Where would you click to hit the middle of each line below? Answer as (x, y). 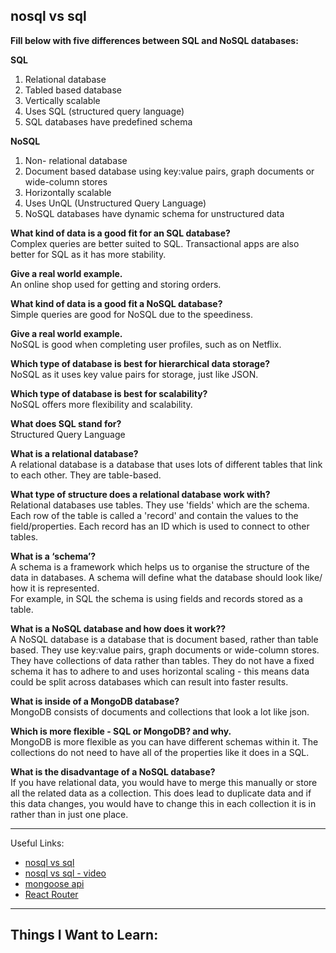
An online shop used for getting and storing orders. (116, 284)
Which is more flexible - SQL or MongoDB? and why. (121, 731)
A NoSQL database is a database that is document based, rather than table (164, 639)
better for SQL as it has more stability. (88, 254)
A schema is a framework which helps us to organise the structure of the (160, 566)
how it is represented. (55, 588)
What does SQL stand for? (66, 423)
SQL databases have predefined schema (108, 121)
